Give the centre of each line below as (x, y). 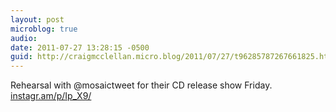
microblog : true (44, 29)
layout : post (37, 19)
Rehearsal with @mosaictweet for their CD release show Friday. (141, 85)
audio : (24, 38)
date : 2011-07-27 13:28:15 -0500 (80, 47)
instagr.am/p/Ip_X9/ (51, 96)
